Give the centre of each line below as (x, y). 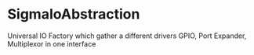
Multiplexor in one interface (52, 43)
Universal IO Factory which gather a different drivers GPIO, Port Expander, (127, 36)
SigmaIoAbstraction (74, 14)
